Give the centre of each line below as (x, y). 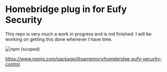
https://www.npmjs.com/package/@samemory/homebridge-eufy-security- (83, 58)
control (13, 64)
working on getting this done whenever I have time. (59, 39)
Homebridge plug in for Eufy (66, 9)
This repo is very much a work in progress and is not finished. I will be (78, 34)
